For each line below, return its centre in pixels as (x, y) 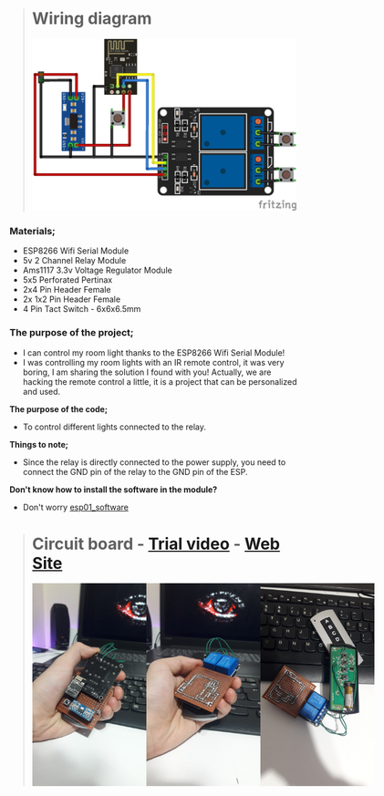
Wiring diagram (92, 19)
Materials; (33, 231)
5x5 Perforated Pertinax (67, 280)
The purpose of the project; (72, 333)
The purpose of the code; (58, 408)
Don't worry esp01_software (76, 507)
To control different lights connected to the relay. (114, 427)
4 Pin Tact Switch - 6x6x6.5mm (82, 309)
